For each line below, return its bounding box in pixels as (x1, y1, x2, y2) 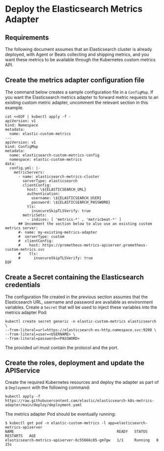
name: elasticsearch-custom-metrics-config (9, 153, 99, 158)
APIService (5, 366, 40, 375)
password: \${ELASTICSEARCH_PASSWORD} (31, 200, 111, 205)
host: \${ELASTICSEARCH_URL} (26, 187, 87, 192)
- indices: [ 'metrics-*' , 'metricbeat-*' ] (26, 217, 121, 222)
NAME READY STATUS (5, 429, 148, 434)
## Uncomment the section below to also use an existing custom (18, 221, 152, 226)
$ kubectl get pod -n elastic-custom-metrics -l (5, 421, 106, 426)
